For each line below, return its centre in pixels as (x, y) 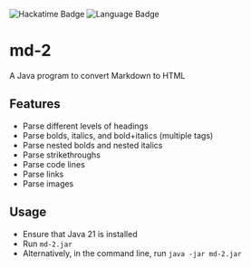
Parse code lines (54, 164)
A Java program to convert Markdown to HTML (97, 75)
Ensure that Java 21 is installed (80, 234)
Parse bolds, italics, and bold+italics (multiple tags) (118, 135)
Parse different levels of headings (85, 126)
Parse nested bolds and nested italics (92, 145)
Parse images (48, 183)
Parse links (43, 174)
